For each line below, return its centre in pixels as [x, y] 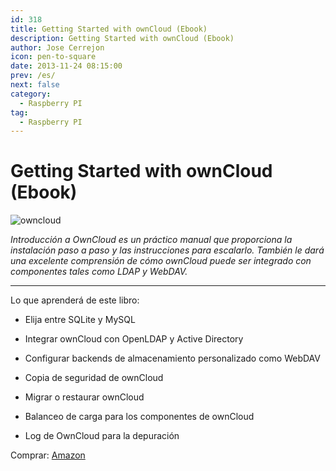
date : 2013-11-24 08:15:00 [66, 66]
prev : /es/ [33, 76]
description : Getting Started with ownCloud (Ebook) [122, 38]
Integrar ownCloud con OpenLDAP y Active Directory [134, 339]
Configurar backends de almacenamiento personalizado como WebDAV [172, 358]
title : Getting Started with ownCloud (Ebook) [109, 29]
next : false [35, 85]
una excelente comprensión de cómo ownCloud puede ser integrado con [161, 261]
